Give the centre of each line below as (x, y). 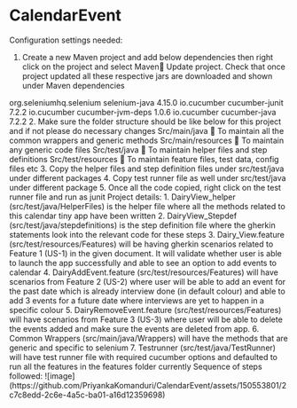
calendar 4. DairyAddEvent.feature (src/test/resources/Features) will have (144, 272)
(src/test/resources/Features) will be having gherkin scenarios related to (141, 244)
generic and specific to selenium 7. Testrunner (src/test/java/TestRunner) (143, 348)
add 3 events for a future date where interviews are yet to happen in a (137, 300)
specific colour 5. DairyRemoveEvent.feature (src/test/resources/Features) (145, 310)
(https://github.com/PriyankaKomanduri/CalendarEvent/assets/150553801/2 (148, 385)
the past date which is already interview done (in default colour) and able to (147, 291)
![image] (59, 376)
